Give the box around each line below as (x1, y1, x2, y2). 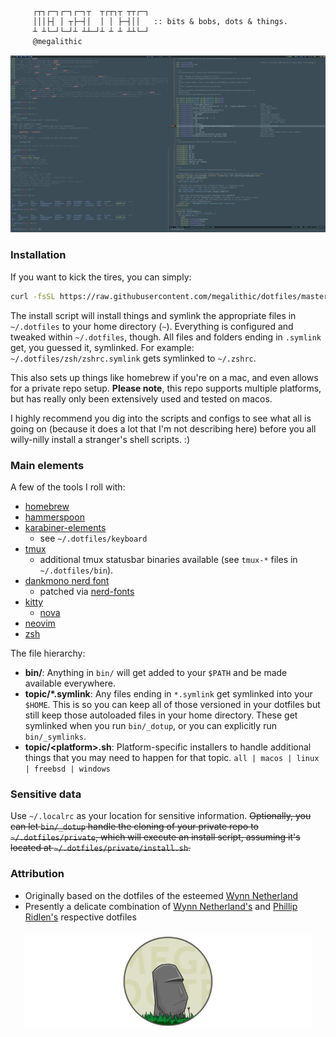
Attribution (10, 867, 65, 881)
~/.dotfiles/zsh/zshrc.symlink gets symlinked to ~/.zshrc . (10, 352, 257, 364)
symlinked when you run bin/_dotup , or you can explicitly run (24, 719, 277, 731)
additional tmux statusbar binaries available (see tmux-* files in (39, 553, 298, 565)
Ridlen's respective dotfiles (24, 911, 137, 923)
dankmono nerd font (24, 574, 110, 586)
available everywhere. (24, 677, 116, 689)
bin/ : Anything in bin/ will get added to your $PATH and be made (24, 666, 288, 678)
